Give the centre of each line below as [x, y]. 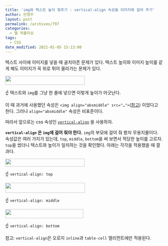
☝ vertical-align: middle [32, 200]
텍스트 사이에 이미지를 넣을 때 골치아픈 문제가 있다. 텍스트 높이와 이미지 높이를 [81, 62]
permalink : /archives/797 [32, 24]
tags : [11, 38]
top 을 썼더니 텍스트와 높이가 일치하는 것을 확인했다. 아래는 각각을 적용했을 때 [80, 145]
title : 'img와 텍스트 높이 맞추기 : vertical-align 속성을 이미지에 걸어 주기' [80, 10]
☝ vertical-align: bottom [32, 225]
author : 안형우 [20, 15]
